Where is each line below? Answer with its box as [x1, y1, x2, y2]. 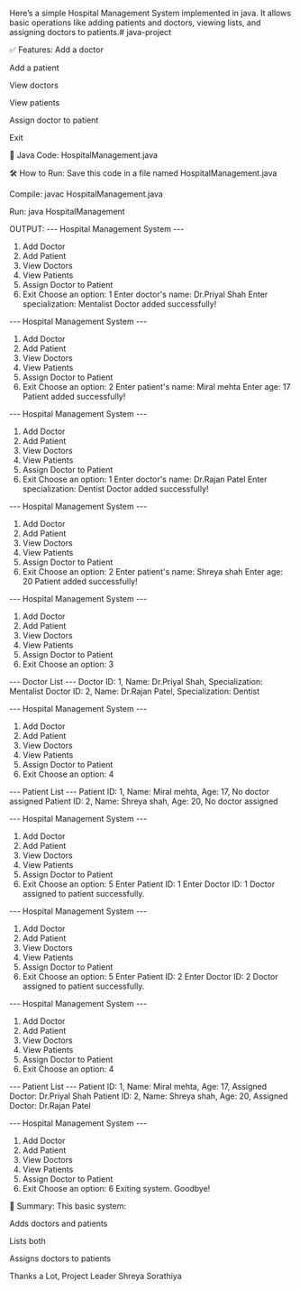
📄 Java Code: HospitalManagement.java [9, 150, 159, 161]
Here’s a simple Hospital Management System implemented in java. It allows [9, 8, 291, 18]
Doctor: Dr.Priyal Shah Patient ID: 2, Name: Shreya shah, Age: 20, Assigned [9, 1091, 288, 1101]
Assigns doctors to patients [9, 1253, 111, 1264]
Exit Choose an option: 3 [22, 659, 114, 669]
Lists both [9, 1236, 47, 1246]
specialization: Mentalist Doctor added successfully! [22, 299, 217, 309]
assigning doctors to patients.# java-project [9, 27, 172, 37]
